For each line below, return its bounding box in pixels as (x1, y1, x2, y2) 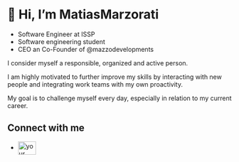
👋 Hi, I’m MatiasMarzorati (7, 6, 159, 23)
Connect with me (7, 122, 85, 134)
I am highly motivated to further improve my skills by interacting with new (7, 72, 222, 81)
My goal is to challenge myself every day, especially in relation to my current (7, 94, 233, 102)
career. (7, 101, 28, 109)
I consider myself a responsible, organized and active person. (7, 58, 188, 67)
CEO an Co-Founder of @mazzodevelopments (17, 45, 154, 53)
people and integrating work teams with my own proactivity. (7, 80, 184, 88)
